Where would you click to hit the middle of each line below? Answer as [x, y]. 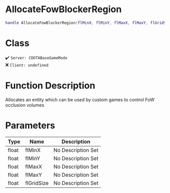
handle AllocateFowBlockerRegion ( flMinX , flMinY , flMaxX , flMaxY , [77, 23]
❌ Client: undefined [27, 65]
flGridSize [37, 183]
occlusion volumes [25, 105]
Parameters [30, 125]
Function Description [50, 85]
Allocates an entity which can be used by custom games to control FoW [80, 99]
